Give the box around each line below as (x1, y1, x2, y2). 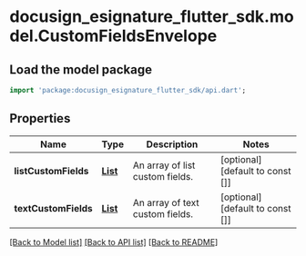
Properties (9, 111, 71, 126)
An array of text (132, 196, 199, 209)
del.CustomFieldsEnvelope (9, 25, 218, 46)
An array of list (132, 159, 196, 172)
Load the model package (9, 62, 153, 77)
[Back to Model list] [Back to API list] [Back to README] (9, 236, 219, 247)
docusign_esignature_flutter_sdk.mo (9, 6, 294, 27)
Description (146, 138, 199, 151)
